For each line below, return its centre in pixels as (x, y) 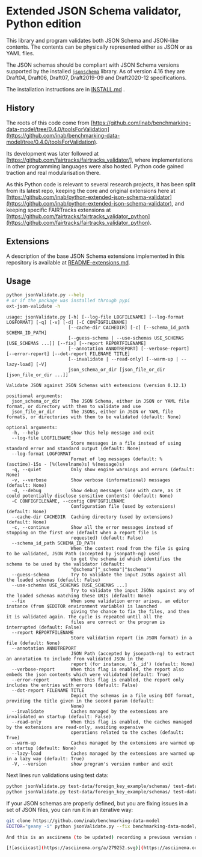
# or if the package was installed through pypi (68, 301)
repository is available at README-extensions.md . (68, 262)
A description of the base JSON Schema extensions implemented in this (96, 256)
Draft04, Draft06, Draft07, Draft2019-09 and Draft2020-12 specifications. (96, 78)
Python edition (44, 24)
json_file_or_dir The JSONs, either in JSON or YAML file (92, 412)
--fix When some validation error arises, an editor (100, 601)
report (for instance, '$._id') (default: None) (133, 664)
